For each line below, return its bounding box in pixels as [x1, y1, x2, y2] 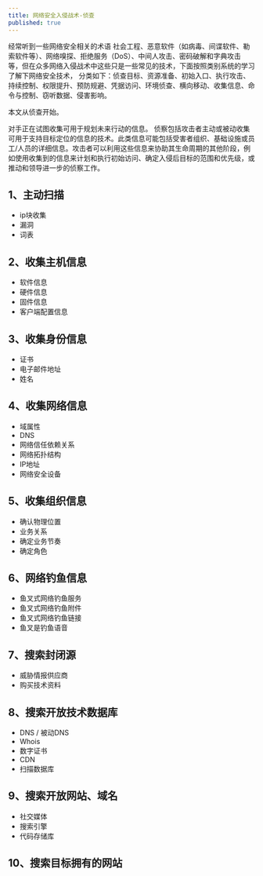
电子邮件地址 [19, 364, 61, 374]
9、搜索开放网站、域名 [8, 790, 118, 803]
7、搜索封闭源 [8, 648, 77, 662]
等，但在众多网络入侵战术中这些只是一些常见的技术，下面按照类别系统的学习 [8, 60, 255, 71]
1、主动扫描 [8, 188, 65, 201]
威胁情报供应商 [19, 670, 68, 680]
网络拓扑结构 [19, 449, 61, 459]
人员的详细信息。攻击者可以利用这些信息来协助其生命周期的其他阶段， [17, 143, 244, 153]
